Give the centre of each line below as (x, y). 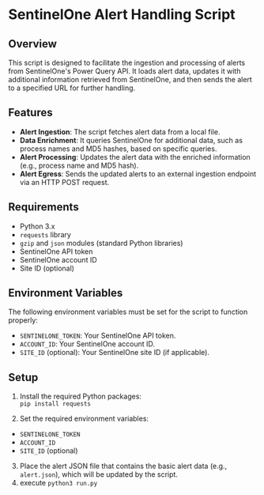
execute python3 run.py (58, 483)
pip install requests (55, 404)
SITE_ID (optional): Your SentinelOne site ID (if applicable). (114, 353)
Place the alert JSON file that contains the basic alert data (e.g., (123, 466)
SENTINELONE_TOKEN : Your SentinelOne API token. (98, 336)
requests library (45, 234)
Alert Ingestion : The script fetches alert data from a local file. (120, 131)
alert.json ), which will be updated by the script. (98, 474)
